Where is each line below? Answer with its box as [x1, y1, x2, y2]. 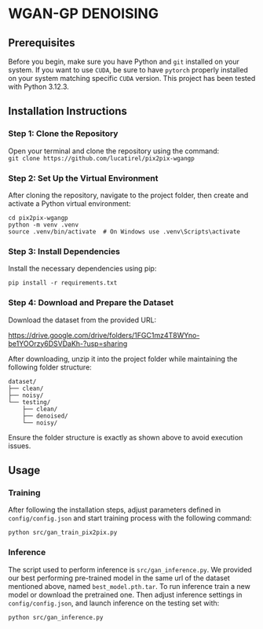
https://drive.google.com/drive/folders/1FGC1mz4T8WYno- [8, 330, 200, 340]
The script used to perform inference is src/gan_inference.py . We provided [8, 565, 253, 574]
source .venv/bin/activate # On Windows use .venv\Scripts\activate [8, 227, 241, 236]
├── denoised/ [22, 412, 68, 420]
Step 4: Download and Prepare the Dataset [8, 297, 174, 308]
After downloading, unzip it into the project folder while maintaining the [8, 354, 238, 363]
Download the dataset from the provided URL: [8, 315, 157, 325]
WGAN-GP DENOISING [8, 5, 159, 23]
